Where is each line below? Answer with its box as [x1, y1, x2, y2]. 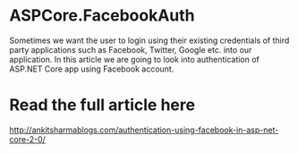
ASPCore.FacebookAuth [9, 5, 195, 26]
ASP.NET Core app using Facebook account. [9, 64, 175, 74]
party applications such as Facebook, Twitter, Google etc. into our [9, 44, 252, 55]
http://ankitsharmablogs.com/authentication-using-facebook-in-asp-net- [9, 124, 279, 135]
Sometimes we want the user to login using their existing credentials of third [9, 35, 290, 46]
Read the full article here [9, 95, 195, 115]
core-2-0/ [9, 133, 47, 144]
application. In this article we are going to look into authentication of [9, 54, 260, 64]
